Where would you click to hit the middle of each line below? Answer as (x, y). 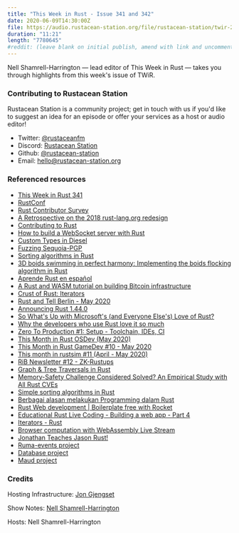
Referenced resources (47, 179)
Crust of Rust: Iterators (51, 293)
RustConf (32, 202)
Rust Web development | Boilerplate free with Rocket (95, 407)
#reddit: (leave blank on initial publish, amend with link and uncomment (121, 47)
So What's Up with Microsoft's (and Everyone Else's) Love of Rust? (116, 316)
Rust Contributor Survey (53, 210)
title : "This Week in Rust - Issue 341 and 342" (81, 14)
